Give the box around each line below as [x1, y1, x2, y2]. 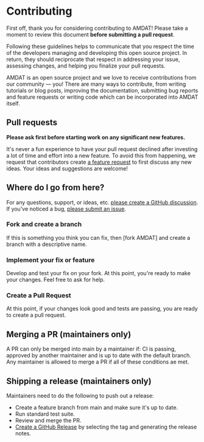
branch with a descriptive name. [6, 240, 87, 248]
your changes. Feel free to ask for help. [6, 276, 105, 284]
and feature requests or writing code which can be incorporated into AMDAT [6, 93, 199, 100]
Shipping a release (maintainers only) [6, 376, 152, 386]
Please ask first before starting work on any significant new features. [6, 133, 186, 141]
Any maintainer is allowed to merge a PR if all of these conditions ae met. [6, 358, 189, 366]
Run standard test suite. [15, 410, 75, 418]
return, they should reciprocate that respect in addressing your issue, [6, 55, 180, 63]
